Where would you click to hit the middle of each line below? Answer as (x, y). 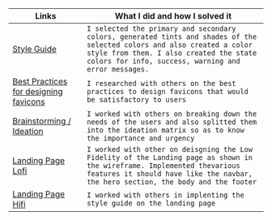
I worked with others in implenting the (165, 195)
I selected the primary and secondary (161, 29)
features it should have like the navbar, (170, 174)
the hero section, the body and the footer (172, 182)
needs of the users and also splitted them (172, 122)
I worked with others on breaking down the (172, 114)
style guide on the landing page (151, 203)
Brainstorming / (42, 121)
